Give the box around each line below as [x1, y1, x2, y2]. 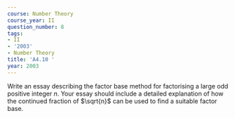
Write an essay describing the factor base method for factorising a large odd [7, 81, 229, 90]
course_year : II [7, 17, 55, 24]
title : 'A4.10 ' [7, 56, 55, 63]
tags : [7, 29, 23, 37]
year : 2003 [7, 63, 39, 70]
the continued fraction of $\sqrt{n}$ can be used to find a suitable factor [7, 96, 217, 105]
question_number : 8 [7, 23, 65, 30]
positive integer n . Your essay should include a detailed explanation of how [7, 89, 224, 98]
